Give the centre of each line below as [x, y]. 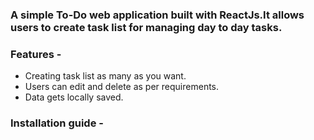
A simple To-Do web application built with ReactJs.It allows [157, 15]
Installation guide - [57, 123]
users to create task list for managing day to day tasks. [146, 27]
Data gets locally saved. [74, 97]
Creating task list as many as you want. [105, 76]
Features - [36, 54]
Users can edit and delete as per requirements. [122, 87]
